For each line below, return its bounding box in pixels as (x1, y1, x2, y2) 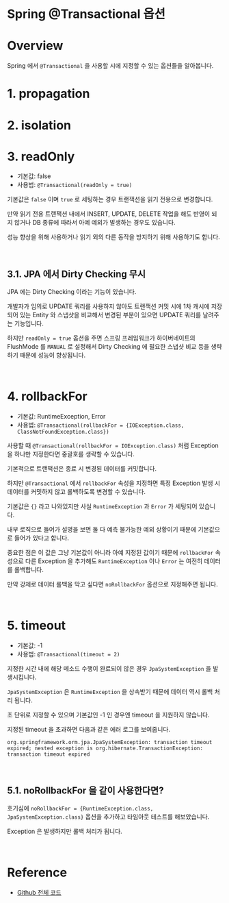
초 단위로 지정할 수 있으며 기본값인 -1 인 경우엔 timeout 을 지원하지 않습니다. (7, 710, 210, 719)
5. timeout (7, 618, 66, 634)
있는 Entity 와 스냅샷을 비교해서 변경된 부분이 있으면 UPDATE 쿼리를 (19, 311, 202, 319)
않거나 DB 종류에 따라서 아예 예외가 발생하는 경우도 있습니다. (14, 219, 176, 227)
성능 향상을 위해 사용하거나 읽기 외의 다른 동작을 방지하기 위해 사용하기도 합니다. (7, 233, 221, 241)
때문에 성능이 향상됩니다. (19, 351, 86, 360)
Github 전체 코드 (16, 888, 62, 896)
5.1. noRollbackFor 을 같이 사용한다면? (7, 784, 164, 796)
